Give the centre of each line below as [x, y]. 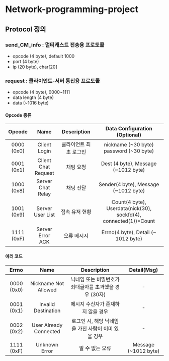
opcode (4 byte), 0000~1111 [41, 92]
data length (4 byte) [33, 97]
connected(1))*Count [129, 221]
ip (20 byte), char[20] [35, 67]
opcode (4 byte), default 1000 [44, 56]
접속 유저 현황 [76, 212]
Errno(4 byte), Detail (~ [129, 232]
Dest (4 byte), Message [129, 164]
